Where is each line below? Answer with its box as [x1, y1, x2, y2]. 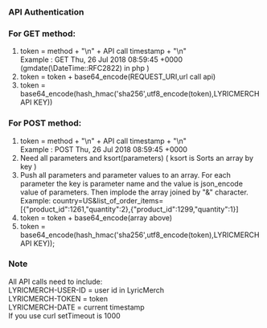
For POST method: [8, 117, 82, 129]
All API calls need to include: [8, 277, 103, 286]
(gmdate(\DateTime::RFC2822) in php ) [19, 64, 150, 73]
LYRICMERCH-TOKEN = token [8, 293, 109, 303]
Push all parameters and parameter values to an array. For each [19, 170, 232, 179]
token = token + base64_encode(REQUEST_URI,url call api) [19, 72, 216, 82]
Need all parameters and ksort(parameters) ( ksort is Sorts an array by [19, 153, 254, 162]
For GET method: [8, 27, 76, 39]
